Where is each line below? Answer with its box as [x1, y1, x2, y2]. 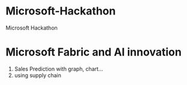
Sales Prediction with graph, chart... [14, 65, 103, 72]
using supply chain [14, 71, 61, 79]
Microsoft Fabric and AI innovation [5, 45, 182, 59]
